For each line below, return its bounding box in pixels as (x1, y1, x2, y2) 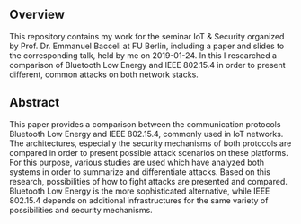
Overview (9, 7, 66, 22)
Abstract (9, 95, 60, 110)
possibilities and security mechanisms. (9, 204, 153, 215)
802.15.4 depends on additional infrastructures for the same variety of (9, 194, 269, 205)
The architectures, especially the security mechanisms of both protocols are (9, 138, 292, 149)
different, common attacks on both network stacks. (9, 69, 199, 80)
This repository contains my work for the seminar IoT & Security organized (9, 30, 285, 41)
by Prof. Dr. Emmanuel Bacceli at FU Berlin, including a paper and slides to (9, 40, 285, 51)
